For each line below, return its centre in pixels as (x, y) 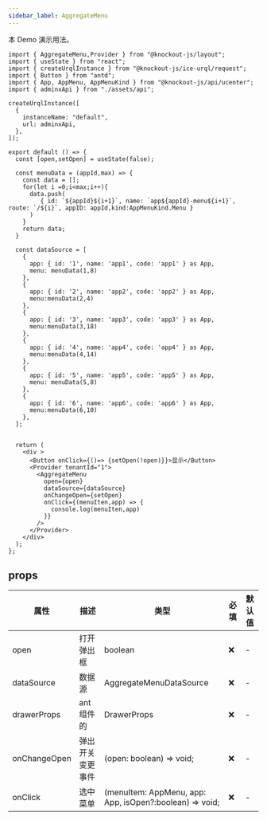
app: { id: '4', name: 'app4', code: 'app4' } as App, (122, 347)
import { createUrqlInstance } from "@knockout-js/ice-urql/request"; (128, 69)
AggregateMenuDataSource (157, 683)
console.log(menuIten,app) (95, 509)
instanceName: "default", (66, 117)
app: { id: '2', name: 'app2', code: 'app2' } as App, (122, 292)
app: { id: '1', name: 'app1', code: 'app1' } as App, (122, 264)
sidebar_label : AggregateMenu (58, 16)
